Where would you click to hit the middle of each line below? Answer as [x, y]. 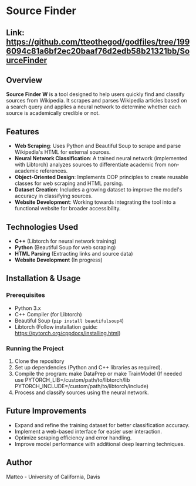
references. [54, 171]
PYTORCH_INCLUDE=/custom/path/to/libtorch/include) [81, 386]
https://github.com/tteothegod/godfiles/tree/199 [98, 42]
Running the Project [35, 348]
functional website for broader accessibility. [68, 209]
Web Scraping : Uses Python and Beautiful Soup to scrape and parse [98, 146]
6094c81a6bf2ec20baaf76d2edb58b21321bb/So [98, 51]
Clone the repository [39, 361]
